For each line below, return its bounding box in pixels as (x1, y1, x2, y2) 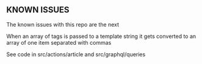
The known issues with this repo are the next (6, 21, 120, 28)
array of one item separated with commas (6, 39, 112, 46)
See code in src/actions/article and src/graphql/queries (6, 51, 146, 58)
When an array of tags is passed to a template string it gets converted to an (6, 33, 197, 40)
